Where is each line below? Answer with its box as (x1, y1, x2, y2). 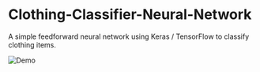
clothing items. (8, 40, 57, 49)
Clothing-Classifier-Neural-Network (8, 6, 252, 24)
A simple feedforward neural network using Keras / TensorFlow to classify (8, 32, 250, 41)
